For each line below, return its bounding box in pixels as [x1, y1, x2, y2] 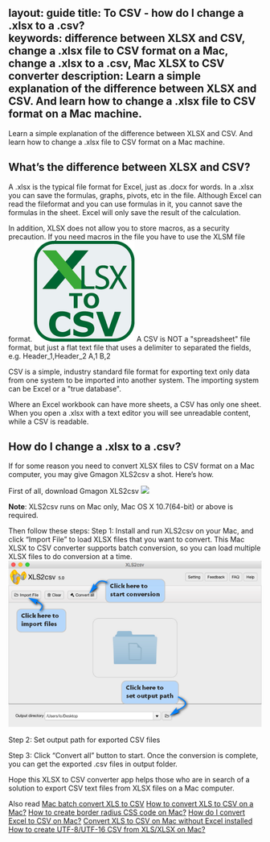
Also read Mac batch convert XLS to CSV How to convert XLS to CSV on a [8, 798, 254, 808]
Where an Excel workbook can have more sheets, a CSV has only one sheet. [8, 399, 262, 409]
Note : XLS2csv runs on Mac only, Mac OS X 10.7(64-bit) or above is [8, 502, 234, 512]
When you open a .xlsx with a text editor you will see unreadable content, [8, 408, 251, 417]
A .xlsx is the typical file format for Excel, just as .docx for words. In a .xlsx [8, 181, 255, 192]
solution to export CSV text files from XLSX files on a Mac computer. [8, 783, 235, 793]
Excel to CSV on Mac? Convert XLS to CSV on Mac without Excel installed [8, 815, 253, 825]
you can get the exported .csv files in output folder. [8, 759, 178, 769]
